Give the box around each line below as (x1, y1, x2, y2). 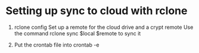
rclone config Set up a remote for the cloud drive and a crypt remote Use (14, 24, 194, 31)
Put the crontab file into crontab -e (14, 41, 99, 48)
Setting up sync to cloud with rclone (5, 4, 188, 18)
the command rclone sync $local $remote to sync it (14, 29, 141, 37)
